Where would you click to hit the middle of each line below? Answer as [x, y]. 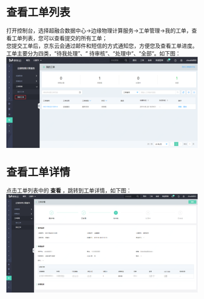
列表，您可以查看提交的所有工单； [65, 38]
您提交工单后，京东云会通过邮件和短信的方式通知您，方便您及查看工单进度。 [102, 46]
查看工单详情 [39, 173]
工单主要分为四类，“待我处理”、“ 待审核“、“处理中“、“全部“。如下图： [93, 53]
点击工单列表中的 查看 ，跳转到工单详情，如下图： [69, 191]
